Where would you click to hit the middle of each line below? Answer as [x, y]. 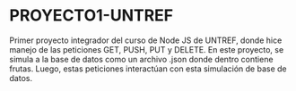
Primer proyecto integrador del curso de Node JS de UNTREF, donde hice [146, 40]
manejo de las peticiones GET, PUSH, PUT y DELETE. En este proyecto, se [147, 49]
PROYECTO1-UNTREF [91, 16]
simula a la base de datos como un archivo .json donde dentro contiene [141, 59]
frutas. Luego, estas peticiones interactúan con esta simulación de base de [148, 69]
